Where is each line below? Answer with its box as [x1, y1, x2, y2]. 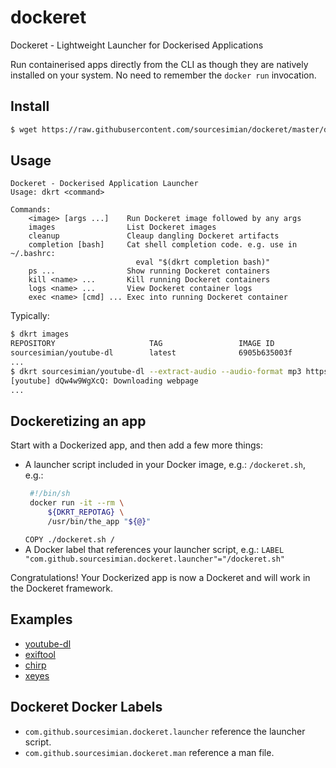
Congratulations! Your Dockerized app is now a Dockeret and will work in [10, 571, 311, 583]
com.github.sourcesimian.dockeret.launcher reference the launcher [24, 725, 306, 737]
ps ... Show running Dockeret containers [28, 266, 271, 276]
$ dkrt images [10, 329, 70, 340]
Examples [10, 611, 73, 628]
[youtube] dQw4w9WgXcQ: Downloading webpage [10, 376, 199, 386]
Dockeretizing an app [10, 412, 147, 430]
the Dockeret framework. [10, 582, 113, 594]
